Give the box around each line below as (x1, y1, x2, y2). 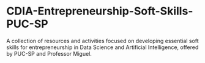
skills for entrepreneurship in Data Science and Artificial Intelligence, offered (6, 44, 199, 51)
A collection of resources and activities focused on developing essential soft (6, 37, 199, 44)
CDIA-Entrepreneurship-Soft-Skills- (6, 4, 193, 18)
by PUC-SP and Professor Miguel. (6, 50, 92, 57)
